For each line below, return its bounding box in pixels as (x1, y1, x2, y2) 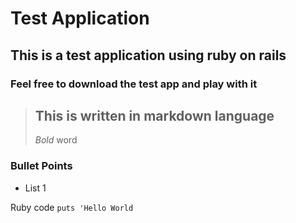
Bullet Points (10, 159, 73, 173)
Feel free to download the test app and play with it (10, 77, 258, 91)
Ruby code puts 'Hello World (10, 201, 134, 213)
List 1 (24, 182, 47, 194)
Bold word (34, 134, 78, 146)
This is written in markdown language (34, 107, 275, 124)
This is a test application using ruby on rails (10, 47, 287, 64)
